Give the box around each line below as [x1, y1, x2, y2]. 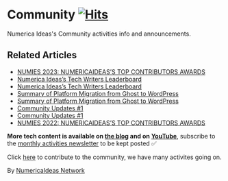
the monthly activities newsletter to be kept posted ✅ [7, 139, 157, 147]
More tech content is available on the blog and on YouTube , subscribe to [7, 132, 216, 140]
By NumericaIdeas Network [7, 166, 86, 174]
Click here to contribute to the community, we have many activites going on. [7, 153, 222, 161]
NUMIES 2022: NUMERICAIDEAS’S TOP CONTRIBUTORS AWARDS [16, 119, 205, 127]
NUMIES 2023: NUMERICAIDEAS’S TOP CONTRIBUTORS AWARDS [16, 67, 205, 75]
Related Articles [7, 49, 77, 61]
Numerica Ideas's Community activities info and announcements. [7, 29, 192, 38]
